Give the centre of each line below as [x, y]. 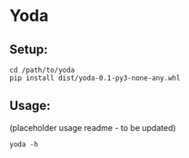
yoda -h [24, 144]
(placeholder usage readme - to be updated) [93, 127]
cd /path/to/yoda [42, 70]
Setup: [29, 49]
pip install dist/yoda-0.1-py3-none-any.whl [95, 78]
